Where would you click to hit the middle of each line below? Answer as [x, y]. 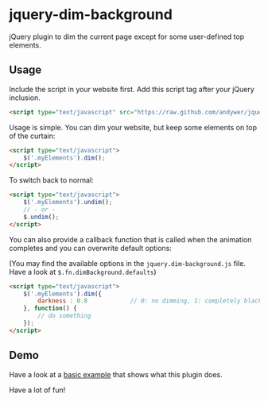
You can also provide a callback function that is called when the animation [130, 239]
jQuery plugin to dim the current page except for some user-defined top [127, 37]
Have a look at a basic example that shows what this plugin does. [116, 374]
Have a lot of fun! [37, 390]
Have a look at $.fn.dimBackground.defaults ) [83, 272]
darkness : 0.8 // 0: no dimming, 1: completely [139, 301]
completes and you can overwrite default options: [90, 248]
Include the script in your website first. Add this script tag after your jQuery [132, 89]
